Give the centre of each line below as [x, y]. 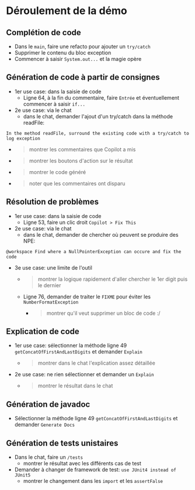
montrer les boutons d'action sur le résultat [81, 161]
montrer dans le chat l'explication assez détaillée [97, 363]
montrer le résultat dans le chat [75, 386]
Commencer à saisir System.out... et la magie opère [78, 59]
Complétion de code [44, 33]
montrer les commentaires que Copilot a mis [82, 149]
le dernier [49, 285]
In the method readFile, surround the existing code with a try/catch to [98, 133]
